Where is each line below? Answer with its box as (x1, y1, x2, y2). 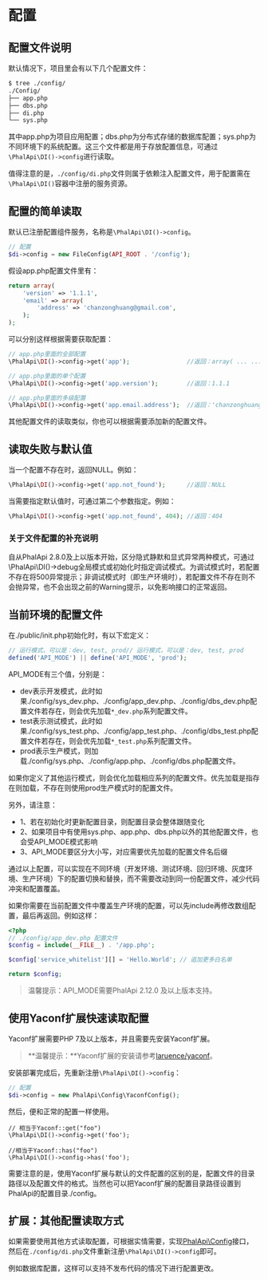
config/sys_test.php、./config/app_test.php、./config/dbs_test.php (31, 726, 252, 736)
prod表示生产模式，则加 (19, 746, 99, 756)
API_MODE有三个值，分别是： (8, 669, 108, 678)
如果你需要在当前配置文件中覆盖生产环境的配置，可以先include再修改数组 (8, 900, 250, 910)
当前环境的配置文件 (8, 607, 103, 622)
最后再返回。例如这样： (22, 911, 100, 920)
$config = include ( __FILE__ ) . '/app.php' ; (8, 942, 156, 950)
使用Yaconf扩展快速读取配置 (8, 1011, 150, 1025)
